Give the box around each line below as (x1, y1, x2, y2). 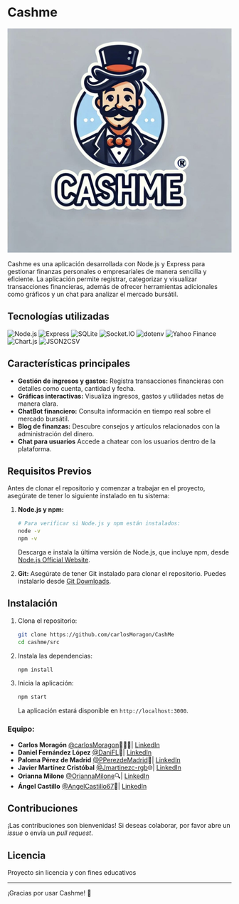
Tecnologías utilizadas (7, 310, 110, 322)
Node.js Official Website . (17, 556, 90, 564)
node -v (17, 527, 41, 535)
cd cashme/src (17, 638, 60, 646)
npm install (17, 666, 53, 673)
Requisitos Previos (7, 465, 92, 477)
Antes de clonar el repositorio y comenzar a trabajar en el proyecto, (7, 484, 206, 493)
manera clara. (17, 399, 58, 408)
